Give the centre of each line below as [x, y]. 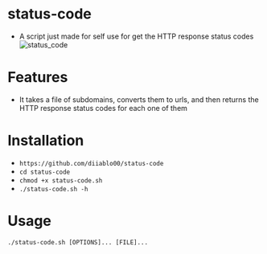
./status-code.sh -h [53, 189]
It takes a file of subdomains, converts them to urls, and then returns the [139, 99]
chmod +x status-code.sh [61, 180]
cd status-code [45, 172]
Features [38, 78]
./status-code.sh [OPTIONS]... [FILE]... [78, 242]
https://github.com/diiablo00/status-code [91, 163]
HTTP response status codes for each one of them [103, 108]
